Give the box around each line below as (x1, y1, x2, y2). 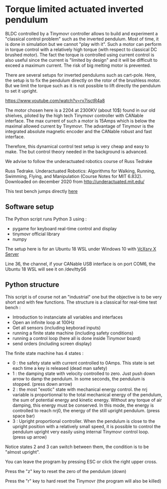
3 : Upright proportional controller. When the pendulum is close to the (12, 418, 156, 424)
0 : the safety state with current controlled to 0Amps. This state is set (12, 360, 155, 366)
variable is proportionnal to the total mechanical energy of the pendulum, (12, 391, 163, 397)
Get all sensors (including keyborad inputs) (12, 325, 101, 330)
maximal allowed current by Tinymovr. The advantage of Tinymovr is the (5, 123, 154, 129)
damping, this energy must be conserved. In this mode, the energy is (12, 402, 154, 408)
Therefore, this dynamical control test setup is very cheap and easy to (5, 143, 150, 149)
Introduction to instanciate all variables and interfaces (12, 314, 123, 320)
